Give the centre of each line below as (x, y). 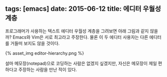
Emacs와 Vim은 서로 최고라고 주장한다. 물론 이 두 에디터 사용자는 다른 (80, 37)
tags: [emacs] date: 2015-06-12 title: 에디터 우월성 (83, 9)
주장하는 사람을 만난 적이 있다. (48, 69)
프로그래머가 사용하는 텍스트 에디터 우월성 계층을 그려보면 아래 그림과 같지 (77, 31)
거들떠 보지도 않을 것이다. (35, 43)
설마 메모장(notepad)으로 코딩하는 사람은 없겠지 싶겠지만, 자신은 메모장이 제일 (81, 63)
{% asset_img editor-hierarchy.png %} (45, 53)
